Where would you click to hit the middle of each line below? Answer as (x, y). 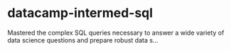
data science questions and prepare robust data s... (83, 40)
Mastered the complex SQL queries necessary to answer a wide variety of (116, 33)
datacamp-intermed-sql (80, 13)
